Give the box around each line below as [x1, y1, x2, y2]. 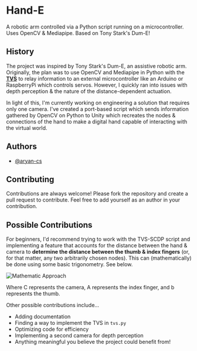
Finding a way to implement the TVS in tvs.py [14, 320, 127, 327]
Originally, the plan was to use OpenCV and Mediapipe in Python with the [6, 69, 185, 76]
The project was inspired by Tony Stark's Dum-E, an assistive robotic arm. [6, 62, 187, 69]
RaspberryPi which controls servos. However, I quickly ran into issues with [6, 81, 188, 88]
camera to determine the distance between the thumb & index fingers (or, [6, 248, 190, 256]
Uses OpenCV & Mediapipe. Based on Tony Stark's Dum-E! [6, 29, 150, 36]
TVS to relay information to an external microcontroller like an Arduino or [6, 75, 183, 82]
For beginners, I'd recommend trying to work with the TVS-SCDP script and [6, 235, 190, 243]
